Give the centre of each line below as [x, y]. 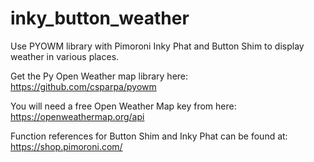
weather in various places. [65, 56]
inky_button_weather [100, 18]
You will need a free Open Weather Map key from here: [123, 106]
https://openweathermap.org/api [77, 116]
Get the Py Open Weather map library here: [99, 76]
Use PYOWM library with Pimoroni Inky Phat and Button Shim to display [157, 46]
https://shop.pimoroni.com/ [66, 146]
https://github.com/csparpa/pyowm [83, 86]
